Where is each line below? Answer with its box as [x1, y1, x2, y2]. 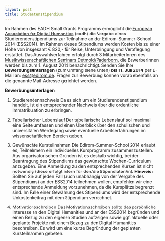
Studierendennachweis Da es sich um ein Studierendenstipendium [12, 97, 147, 103]
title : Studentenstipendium [5, 12, 63, 17]
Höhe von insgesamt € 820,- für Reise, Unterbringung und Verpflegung [5, 46, 150, 52]
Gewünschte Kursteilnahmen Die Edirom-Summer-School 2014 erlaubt [12, 142, 156, 148]
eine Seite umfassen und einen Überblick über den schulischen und [12, 122, 150, 128]
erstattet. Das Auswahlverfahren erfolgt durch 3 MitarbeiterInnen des [5, 51, 146, 57]
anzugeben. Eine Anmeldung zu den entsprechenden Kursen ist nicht [12, 163, 153, 169]
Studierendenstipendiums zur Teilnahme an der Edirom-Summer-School [5, 35, 152, 42]
